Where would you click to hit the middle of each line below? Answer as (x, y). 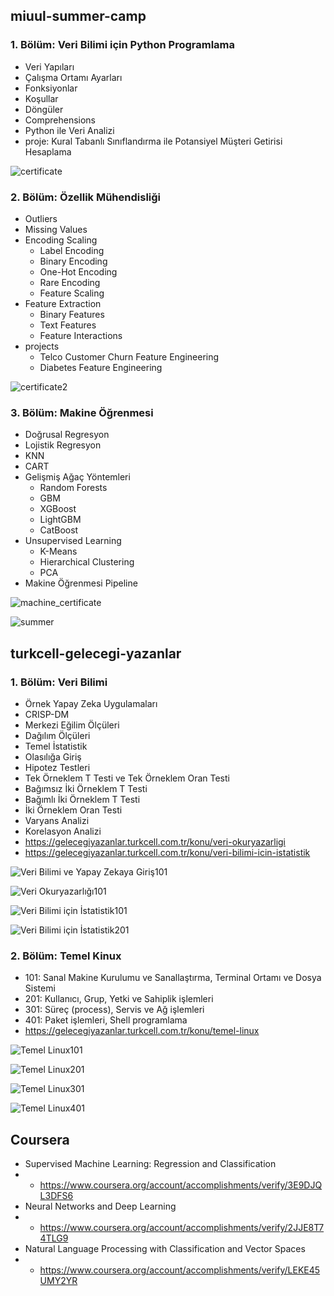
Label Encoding (72, 250)
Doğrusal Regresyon (67, 435)
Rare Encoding (70, 282)
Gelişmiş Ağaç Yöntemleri (77, 477)
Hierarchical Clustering (87, 562)
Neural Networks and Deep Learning (100, 1206)
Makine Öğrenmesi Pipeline (81, 583)
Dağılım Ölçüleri (57, 735)
